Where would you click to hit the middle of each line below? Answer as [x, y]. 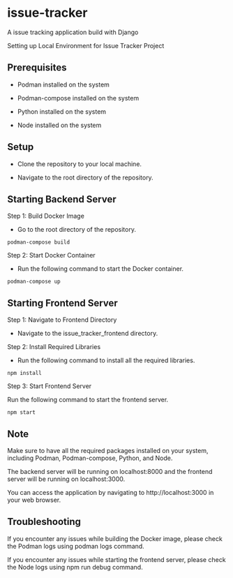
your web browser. [34, 500]
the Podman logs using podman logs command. [76, 546]
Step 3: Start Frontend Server [50, 386]
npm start [22, 413]
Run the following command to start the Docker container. [100, 269]
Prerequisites [37, 68]
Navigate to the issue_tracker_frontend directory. [88, 334]
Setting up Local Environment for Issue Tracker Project [86, 45]
